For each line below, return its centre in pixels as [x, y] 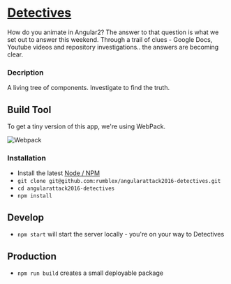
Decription [25, 73]
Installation [27, 158]
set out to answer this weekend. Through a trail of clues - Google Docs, [110, 39]
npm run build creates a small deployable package [90, 273]
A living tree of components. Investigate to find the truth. [88, 88]
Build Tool [29, 110]
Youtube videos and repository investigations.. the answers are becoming [113, 47]
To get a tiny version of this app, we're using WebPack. [87, 126]
